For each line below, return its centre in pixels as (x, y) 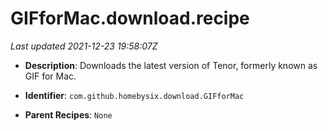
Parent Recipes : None (68, 114)
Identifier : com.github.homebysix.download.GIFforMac (134, 95)
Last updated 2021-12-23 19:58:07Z (84, 46)
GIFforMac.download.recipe (130, 18)
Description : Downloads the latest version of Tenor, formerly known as (171, 65)
